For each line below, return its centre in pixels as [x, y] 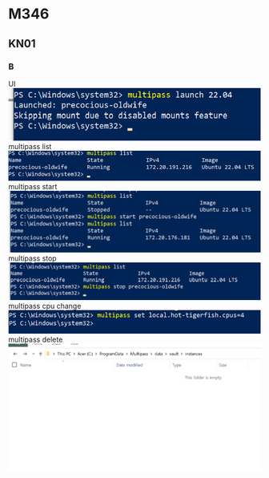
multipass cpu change [45, 306]
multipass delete [36, 339]
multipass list [30, 146]
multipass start [33, 187]
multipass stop [33, 258]
